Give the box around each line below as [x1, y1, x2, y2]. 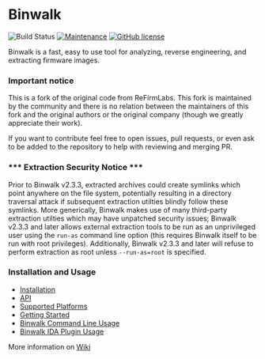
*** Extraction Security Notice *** [8, 162, 144, 173]
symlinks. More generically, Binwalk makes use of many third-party [8, 205, 228, 214]
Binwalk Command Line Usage [19, 318, 120, 327]
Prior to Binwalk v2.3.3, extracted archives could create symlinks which [8, 179, 241, 189]
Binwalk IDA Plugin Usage [19, 327, 104, 336]
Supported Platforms [19, 301, 88, 311]
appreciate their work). [8, 119, 83, 128]
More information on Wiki [8, 342, 91, 351]
